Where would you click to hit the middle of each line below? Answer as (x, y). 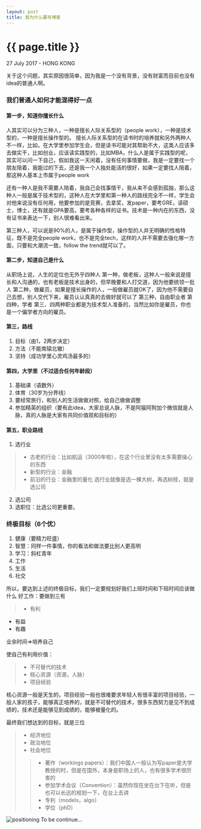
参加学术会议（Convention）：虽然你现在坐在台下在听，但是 (118, 785)
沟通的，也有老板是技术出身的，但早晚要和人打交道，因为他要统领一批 (108, 282)
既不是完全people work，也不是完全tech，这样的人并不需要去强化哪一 (103, 237)
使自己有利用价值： (30, 654)
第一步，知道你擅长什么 (35, 115)
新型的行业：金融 (51, 472)
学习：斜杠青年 (33, 553)
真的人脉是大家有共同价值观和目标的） (73, 415)
